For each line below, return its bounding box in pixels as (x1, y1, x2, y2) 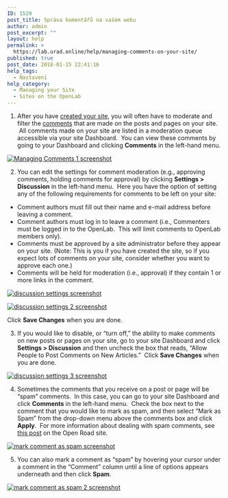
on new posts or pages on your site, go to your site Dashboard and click (16, 337, 220, 344)
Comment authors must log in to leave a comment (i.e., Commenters (16, 218, 210, 225)
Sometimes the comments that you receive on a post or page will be (16, 385, 210, 393)
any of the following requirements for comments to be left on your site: (16, 190, 217, 198)
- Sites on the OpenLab (13, 93, 81, 100)
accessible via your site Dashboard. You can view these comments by (16, 134, 216, 142)
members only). (16, 232, 62, 240)
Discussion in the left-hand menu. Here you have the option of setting (16, 183, 217, 190)
